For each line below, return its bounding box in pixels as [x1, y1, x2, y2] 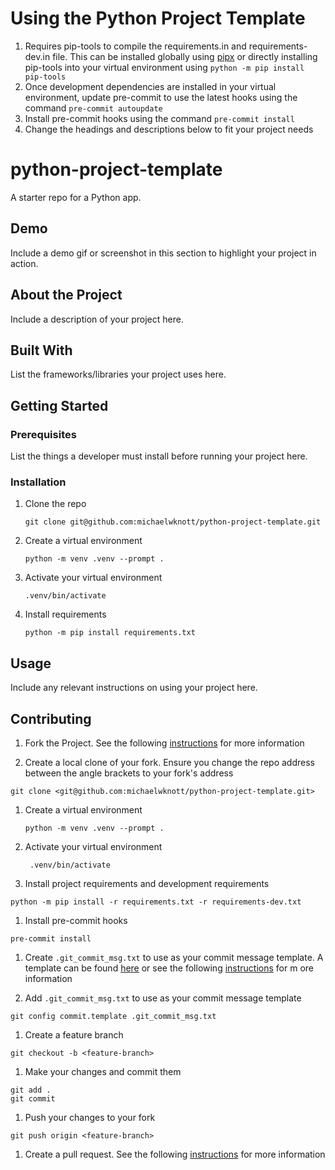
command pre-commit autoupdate [24, 102, 163, 114]
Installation [10, 475, 67, 489]
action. [10, 257, 39, 269]
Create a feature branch [24, 1028, 124, 1041]
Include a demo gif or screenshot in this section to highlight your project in [10, 247, 317, 259]
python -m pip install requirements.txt [24, 628, 196, 638]
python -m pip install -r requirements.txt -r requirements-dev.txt [10, 897, 302, 907]
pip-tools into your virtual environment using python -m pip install [24, 61, 305, 73]
